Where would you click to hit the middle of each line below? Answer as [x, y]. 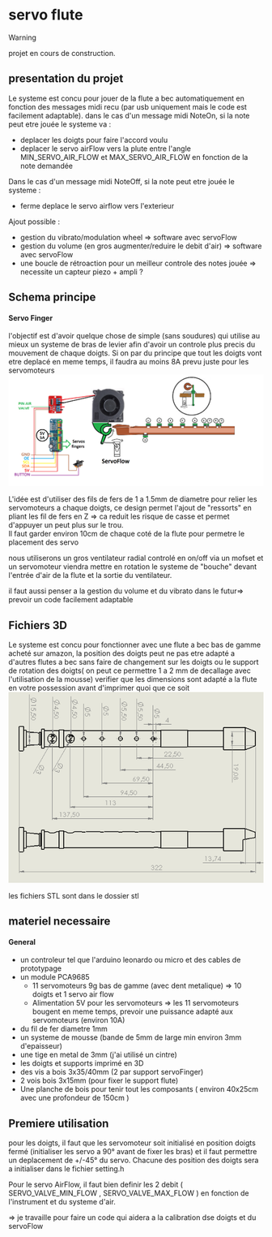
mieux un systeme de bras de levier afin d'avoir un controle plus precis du [132, 345]
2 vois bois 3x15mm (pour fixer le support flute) [99, 1080]
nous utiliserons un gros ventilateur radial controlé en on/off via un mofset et [136, 558]
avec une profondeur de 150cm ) [74, 1098]
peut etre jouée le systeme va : [60, 124]
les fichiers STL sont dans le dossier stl [74, 895]
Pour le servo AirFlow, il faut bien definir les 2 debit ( [96, 1185]
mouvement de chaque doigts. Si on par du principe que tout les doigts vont [135, 353]
